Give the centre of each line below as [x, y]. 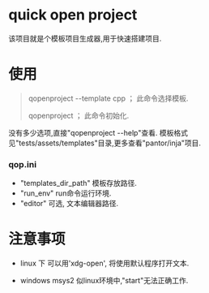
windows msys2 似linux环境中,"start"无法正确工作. [104, 281]
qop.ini [23, 164]
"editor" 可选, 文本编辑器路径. [69, 204]
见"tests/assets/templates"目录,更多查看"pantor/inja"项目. [104, 143]
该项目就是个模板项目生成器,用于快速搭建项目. [85, 38]
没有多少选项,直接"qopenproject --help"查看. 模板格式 [98, 132]
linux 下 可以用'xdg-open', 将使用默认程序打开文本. [104, 263]
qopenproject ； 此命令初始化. [79, 115]
